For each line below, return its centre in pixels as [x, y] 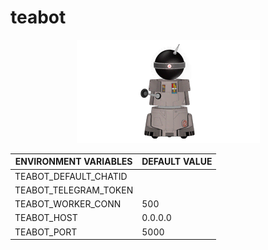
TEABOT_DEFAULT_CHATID [71, 176]
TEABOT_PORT [46, 232]
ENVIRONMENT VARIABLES [73, 162]
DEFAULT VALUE [177, 162]
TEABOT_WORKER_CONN [68, 204]
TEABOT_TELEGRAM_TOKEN [74, 190]
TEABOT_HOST [46, 218]
